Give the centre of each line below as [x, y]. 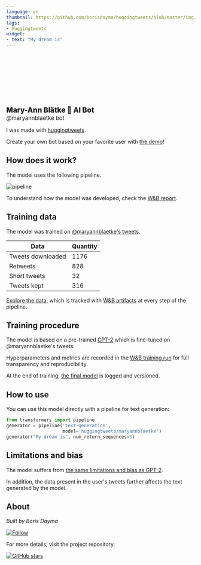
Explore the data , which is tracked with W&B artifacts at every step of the [96, 300]
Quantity [84, 246]
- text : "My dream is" [34, 40]
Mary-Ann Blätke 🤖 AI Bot [50, 110]
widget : [16, 34]
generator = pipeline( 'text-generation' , [59, 426]
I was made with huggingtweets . [46, 130]
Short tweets [27, 276]
